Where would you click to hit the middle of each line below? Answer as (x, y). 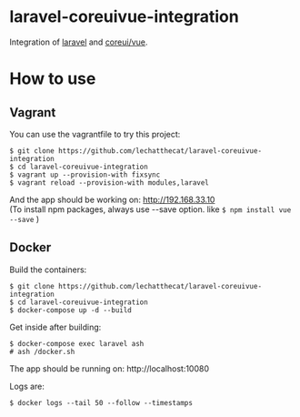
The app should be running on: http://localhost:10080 (110, 368)
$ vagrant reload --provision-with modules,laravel (109, 183)
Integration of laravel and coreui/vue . (79, 42)
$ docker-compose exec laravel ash (77, 343)
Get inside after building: (55, 327)
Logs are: (27, 386)
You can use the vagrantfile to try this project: (95, 134)
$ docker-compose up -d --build (70, 310)
